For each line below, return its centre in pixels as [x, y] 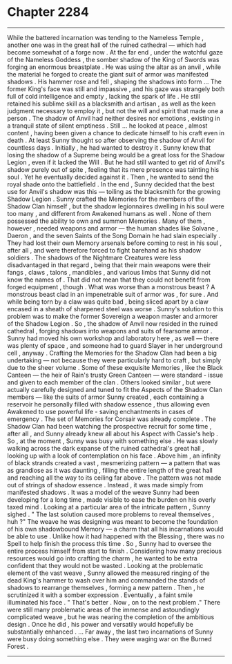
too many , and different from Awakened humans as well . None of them [109, 213]
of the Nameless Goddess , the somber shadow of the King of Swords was [113, 59]
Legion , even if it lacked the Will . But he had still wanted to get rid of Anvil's [116, 162]
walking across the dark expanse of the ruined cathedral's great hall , [106, 448]
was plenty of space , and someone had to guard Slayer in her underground [115, 345]
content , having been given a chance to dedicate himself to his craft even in [116, 133]
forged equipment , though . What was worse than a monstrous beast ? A [111, 286]
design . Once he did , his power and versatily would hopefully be [100, 624]
